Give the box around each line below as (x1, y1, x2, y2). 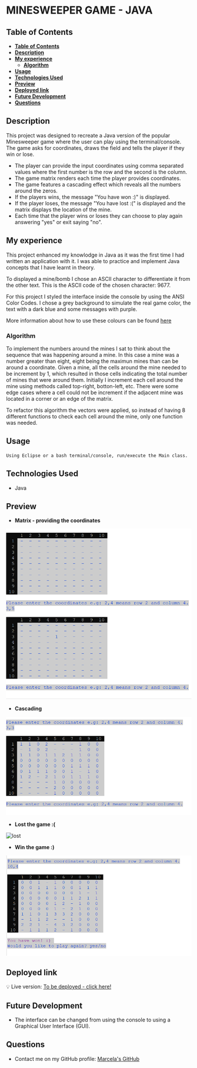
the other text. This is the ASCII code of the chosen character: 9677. (6, 281, 171, 289)
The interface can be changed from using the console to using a (14, 1016, 171, 1024)
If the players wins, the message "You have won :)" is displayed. (14, 193, 171, 201)
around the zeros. (14, 187, 58, 194)
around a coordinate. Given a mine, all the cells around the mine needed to (6, 363, 187, 371)
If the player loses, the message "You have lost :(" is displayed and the (14, 199, 186, 207)
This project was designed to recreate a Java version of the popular (6, 132, 171, 139)
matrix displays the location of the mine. (14, 206, 112, 213)
